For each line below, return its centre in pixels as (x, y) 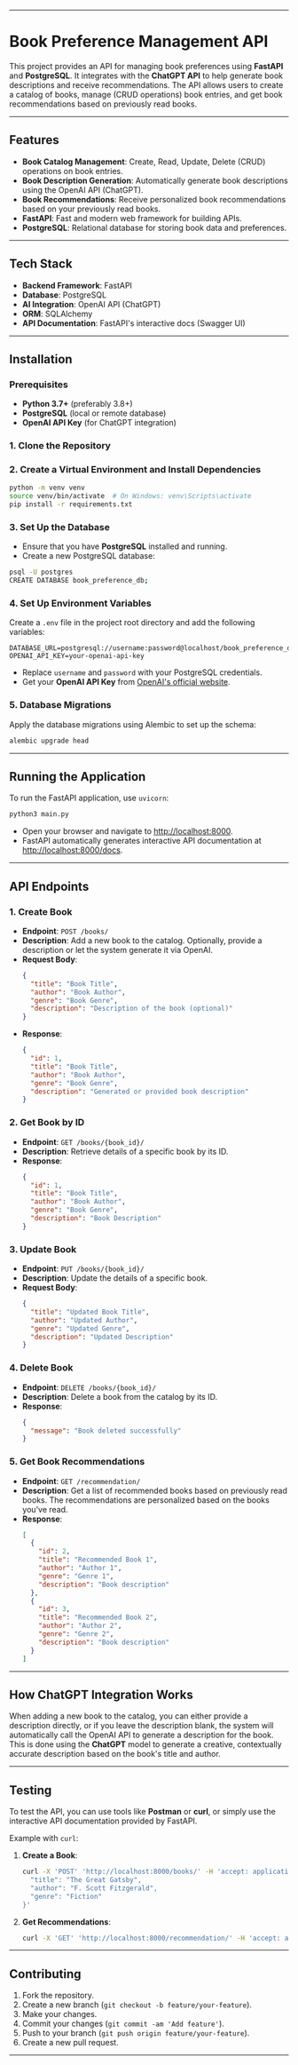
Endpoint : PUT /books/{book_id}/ (83, 1269)
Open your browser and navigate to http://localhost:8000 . (127, 831)
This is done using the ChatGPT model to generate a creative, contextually (145, 1744)
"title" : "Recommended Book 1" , (98, 1560)
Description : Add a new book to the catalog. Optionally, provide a (142, 940)
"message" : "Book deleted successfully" (106, 1431)
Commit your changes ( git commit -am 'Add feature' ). (123, 2024)
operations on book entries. (73, 171)
